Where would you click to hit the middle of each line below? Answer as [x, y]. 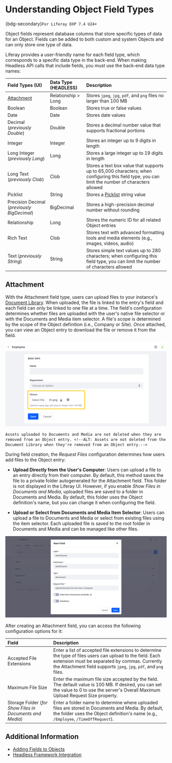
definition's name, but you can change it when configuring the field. [84, 503]
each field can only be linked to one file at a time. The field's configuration [84, 308]
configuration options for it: [34, 631]
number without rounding [113, 210]
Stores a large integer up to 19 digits [125, 153]
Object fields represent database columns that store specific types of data [84, 33]
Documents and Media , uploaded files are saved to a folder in [78, 492]
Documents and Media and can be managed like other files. [76, 529]
